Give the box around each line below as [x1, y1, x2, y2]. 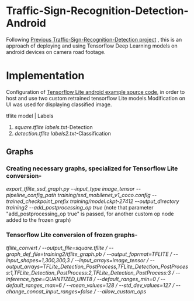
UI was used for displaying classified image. [6, 101, 112, 108]
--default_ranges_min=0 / [96, 275, 160, 282]
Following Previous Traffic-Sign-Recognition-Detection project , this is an [6, 36, 182, 43]
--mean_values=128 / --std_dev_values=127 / [66, 282, 175, 289]
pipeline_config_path [6, 191, 57, 198]
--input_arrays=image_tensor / [74, 256, 149, 263]
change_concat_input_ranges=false [6, 288, 93, 295]
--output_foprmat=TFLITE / [106, 251, 172, 258]
